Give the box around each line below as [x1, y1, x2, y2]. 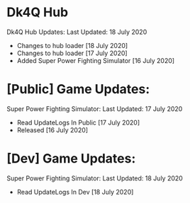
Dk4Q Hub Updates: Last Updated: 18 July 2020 [6, 28, 147, 36]
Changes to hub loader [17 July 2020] [16, 49, 128, 57]
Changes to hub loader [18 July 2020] [16, 41, 128, 50]
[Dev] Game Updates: [6, 151, 136, 167]
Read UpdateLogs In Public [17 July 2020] [16, 118, 140, 127]
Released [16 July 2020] [16, 125, 89, 134]
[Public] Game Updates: [6, 81, 150, 98]
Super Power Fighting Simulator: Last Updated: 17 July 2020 [6, 104, 183, 113]
